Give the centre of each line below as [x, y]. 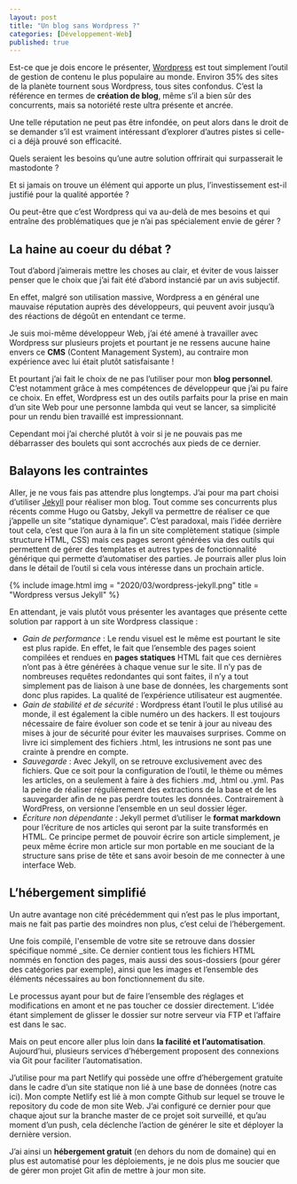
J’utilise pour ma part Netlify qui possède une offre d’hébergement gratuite [146, 1077]
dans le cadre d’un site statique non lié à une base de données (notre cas [143, 1087]
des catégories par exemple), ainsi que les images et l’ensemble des [134, 969]
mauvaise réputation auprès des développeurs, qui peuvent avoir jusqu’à [142, 306]
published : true [39, 42]
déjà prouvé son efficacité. [73, 141]
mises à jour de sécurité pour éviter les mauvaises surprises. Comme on [154, 733]
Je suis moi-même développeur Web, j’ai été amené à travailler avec [134, 333]
